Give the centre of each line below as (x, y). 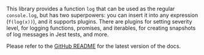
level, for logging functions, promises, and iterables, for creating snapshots (101, 28)
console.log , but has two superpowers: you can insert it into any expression (102, 15)
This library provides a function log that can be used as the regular (91, 9)
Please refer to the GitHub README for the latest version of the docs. (94, 46)
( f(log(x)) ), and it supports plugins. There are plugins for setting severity (99, 21)
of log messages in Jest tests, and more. (58, 34)
